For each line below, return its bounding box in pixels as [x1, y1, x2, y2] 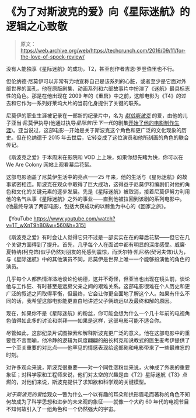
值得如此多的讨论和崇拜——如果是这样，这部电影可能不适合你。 [10, 317, 164, 324]
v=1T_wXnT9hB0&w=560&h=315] [6, 222, 86, 229]
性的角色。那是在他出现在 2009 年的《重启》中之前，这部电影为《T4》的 [6, 92, 181, 99]
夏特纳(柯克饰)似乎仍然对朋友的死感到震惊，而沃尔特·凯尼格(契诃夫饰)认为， [6, 248, 189, 255]
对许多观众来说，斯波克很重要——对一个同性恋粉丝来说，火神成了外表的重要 [6, 364, 190, 371]
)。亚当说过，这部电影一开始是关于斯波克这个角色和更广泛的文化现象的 [11, 126, 182, 133]
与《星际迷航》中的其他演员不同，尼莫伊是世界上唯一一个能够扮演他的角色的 [6, 255, 190, 262]
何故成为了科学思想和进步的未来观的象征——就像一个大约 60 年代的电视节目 [6, 398, 190, 405]
